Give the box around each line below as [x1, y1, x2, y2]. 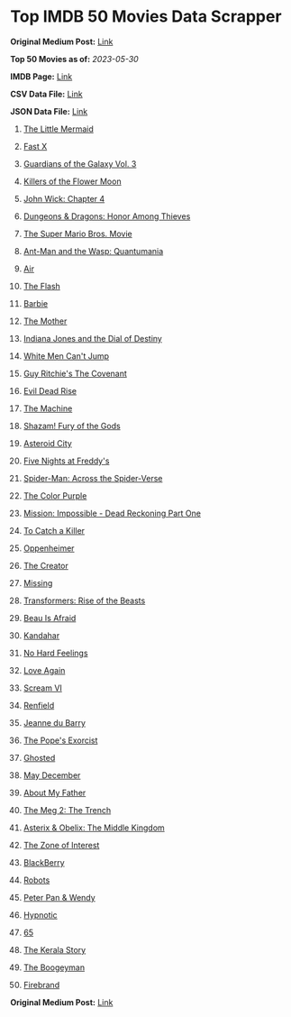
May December [23, 769, 81, 781]
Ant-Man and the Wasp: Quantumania [23, 245, 164, 256]
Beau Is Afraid [23, 612, 77, 623]
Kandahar [23, 629, 60, 641]
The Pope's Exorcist [23, 735, 98, 746]
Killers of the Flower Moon [23, 176, 122, 187]
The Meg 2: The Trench [23, 804, 112, 815]
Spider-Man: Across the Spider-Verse [23, 472, 163, 483]
